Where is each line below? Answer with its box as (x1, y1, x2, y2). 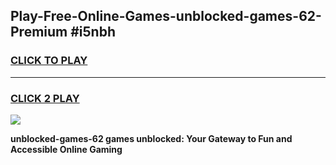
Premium (10, 24, 68, 41)
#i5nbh (70, 24, 116, 41)
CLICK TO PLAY (10, 54, 88, 68)
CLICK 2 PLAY (10, 91, 80, 105)
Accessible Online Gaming (10, 143, 123, 155)
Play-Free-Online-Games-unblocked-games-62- (10, 8, 322, 25)
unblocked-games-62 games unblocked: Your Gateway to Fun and (10, 132, 293, 144)
